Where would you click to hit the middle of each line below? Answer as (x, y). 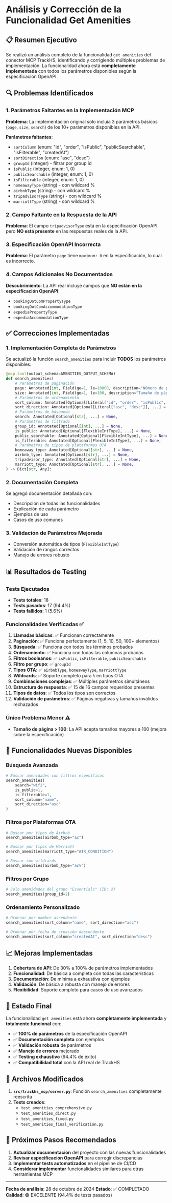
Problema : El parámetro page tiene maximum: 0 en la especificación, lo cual (84, 256)
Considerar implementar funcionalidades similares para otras (78, 1169)
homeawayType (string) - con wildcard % (54, 185)
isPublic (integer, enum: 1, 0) (44, 169)
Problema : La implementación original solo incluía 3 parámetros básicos (82, 121)
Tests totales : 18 (31, 600)
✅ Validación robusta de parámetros (52, 1045)
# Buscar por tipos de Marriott (40, 847)
